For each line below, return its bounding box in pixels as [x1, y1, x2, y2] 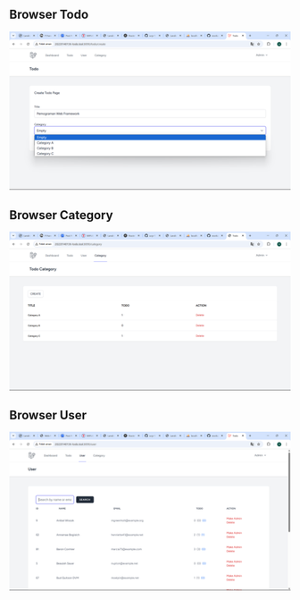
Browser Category [9, 207, 113, 223]
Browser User [9, 408, 87, 423]
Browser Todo [9, 7, 89, 22]
